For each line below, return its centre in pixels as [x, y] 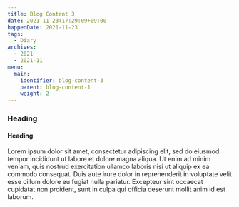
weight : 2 [35, 94]
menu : [15, 67]
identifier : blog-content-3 [62, 80]
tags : [15, 34]
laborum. [21, 197]
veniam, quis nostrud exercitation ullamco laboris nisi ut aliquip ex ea [108, 167]
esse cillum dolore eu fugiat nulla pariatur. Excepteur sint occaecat [105, 182]
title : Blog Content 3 [41, 14]
